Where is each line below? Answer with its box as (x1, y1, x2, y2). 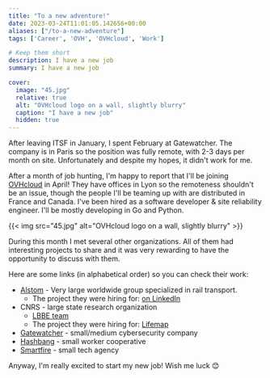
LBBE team (32, 311, 70, 321)
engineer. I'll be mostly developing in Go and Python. (8, 205, 184, 215)
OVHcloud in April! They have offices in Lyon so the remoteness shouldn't (8, 179, 254, 190)
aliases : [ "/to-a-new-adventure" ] (8, 27, 125, 35)
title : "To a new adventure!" (8, 11, 111, 20)
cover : (8, 78, 31, 86)
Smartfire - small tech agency (19, 345, 120, 355)
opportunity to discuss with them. (8, 254, 120, 263)
